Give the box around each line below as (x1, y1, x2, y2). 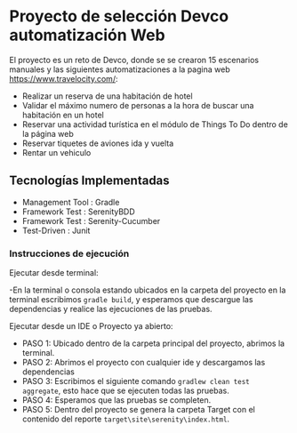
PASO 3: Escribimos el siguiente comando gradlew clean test (21, 376, 251, 387)
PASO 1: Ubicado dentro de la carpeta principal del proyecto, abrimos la (21, 338, 285, 349)
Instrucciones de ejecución (9, 247, 130, 260)
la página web (21, 128, 74, 139)
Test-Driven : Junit (21, 225, 91, 236)
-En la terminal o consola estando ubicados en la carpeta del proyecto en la (9, 285, 286, 295)
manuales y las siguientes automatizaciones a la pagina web (9, 64, 230, 75)
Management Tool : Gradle (21, 196, 120, 207)
